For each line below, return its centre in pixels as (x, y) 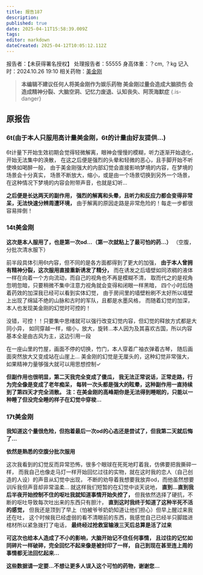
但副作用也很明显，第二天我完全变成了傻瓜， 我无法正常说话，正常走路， (97, 377)
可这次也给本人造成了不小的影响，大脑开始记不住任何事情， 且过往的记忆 (97, 538)
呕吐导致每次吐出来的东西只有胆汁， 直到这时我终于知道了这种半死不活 (105, 502)
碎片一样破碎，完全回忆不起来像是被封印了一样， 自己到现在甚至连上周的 (102, 545)
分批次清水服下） (27, 250)
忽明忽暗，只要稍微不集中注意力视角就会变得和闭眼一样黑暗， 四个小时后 (97, 285)
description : (23, 18)
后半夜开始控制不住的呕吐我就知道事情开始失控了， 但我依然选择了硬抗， (97, 495)
